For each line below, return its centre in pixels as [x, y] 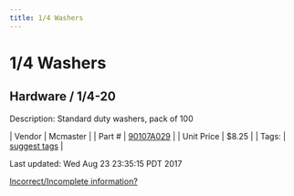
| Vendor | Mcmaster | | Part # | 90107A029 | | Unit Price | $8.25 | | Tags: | [147, 136]
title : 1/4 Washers [47, 18]
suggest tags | [37, 146]
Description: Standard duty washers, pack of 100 [101, 119]
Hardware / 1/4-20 [63, 97]
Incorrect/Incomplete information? [74, 181]
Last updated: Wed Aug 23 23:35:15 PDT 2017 [96, 163]
